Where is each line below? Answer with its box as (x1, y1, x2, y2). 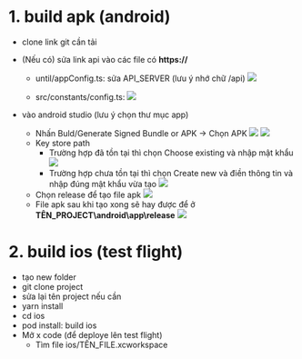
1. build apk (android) (8, 6, 171, 27)
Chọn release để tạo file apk (35, 189, 142, 200)
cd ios (21, 310, 45, 321)
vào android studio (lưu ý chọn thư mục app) (21, 109, 189, 120)
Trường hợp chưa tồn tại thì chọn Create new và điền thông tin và (48, 167, 293, 178)
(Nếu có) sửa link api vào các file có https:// (21, 54, 188, 65)
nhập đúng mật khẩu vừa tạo (48, 178, 156, 189)
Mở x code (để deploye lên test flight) (21, 329, 163, 340)
